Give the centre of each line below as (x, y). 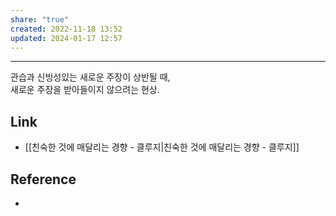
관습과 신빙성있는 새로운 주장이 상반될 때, (90, 77)
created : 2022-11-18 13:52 (66, 29)
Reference (43, 179)
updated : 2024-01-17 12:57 (66, 38)
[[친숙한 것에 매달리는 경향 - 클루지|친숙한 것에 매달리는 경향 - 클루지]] (162, 147)
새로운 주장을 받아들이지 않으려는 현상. (85, 90)
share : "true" (40, 19)
